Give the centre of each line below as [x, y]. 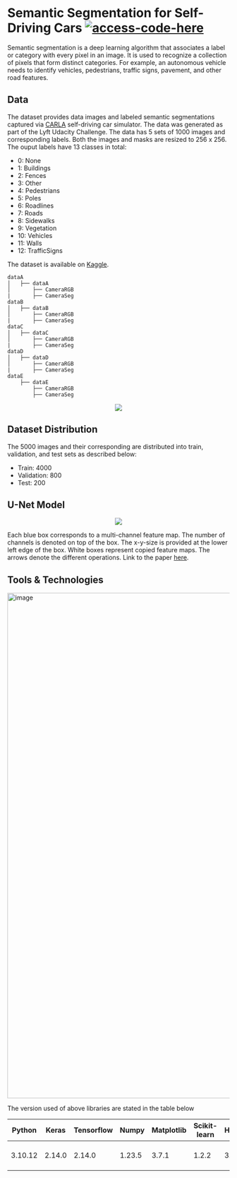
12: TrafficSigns [40, 250]
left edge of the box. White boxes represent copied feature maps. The [109, 550]
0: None [29, 160]
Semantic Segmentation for [90, 13]
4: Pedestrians [38, 190]
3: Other [30, 183]
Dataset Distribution [53, 430]
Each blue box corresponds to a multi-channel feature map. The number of [116, 535]
